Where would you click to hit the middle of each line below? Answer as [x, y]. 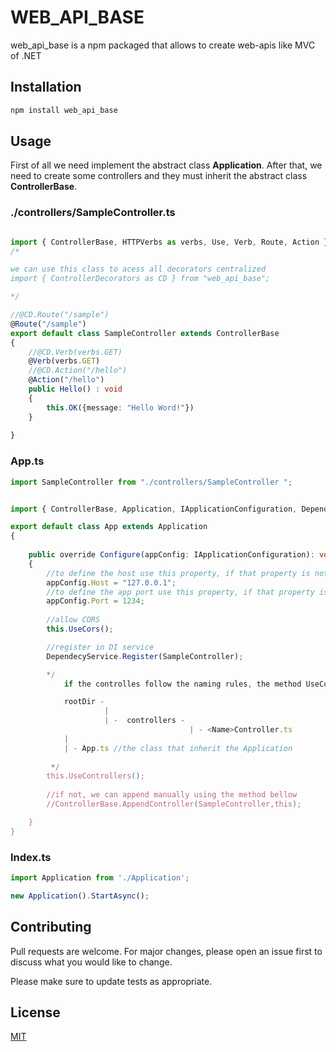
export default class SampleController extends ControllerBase [145, 333]
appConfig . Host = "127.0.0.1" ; [111, 582]
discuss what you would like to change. [91, 962]
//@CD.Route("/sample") [60, 315]
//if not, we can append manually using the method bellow [172, 795]
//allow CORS [73, 620]
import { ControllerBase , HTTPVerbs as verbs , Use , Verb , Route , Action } [169, 242]
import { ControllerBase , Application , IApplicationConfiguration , [154, 509]
